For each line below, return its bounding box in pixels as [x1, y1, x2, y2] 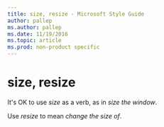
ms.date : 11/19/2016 [7, 30, 69, 38]
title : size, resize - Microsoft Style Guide [7, 10, 144, 18]
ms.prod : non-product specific [7, 44, 100, 51]
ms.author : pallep [7, 24, 62, 31]
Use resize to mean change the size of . [7, 111, 122, 120]
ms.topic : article [7, 37, 62, 44]
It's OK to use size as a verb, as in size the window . [7, 98, 158, 106]
